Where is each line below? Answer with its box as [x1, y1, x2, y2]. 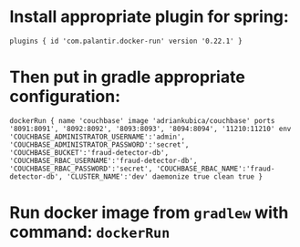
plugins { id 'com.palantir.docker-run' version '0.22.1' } [9, 36, 243, 46]
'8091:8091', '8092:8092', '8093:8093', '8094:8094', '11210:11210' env [9, 124, 292, 133]
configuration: [9, 87, 121, 107]
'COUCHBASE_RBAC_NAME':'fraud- [156, 164, 275, 173]
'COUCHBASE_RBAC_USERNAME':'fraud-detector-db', [9, 156, 198, 165]
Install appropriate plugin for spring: [9, 6, 289, 27]
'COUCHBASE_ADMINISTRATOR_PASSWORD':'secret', [9, 139, 190, 149]
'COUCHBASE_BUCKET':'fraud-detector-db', [9, 148, 170, 157]
